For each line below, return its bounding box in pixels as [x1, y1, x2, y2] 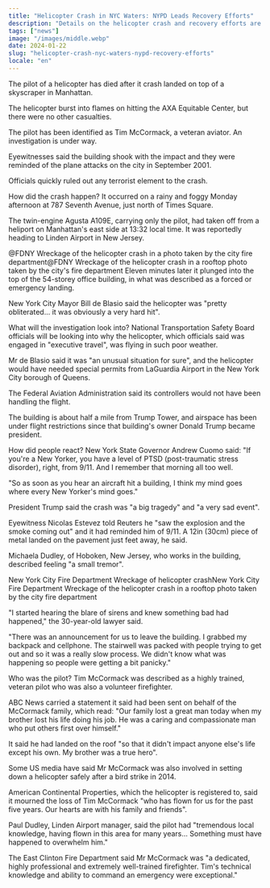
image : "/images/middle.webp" [8, 34, 110, 43]
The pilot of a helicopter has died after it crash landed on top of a [8, 78, 225, 89]
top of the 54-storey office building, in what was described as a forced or [8, 274, 252, 283]
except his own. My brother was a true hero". [8, 748, 158, 757]
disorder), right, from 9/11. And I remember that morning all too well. [8, 462, 234, 472]
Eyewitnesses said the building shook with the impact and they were [8, 151, 235, 161]
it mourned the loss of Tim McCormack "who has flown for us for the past [8, 796, 254, 806]
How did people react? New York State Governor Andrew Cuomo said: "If [8, 445, 251, 454]
